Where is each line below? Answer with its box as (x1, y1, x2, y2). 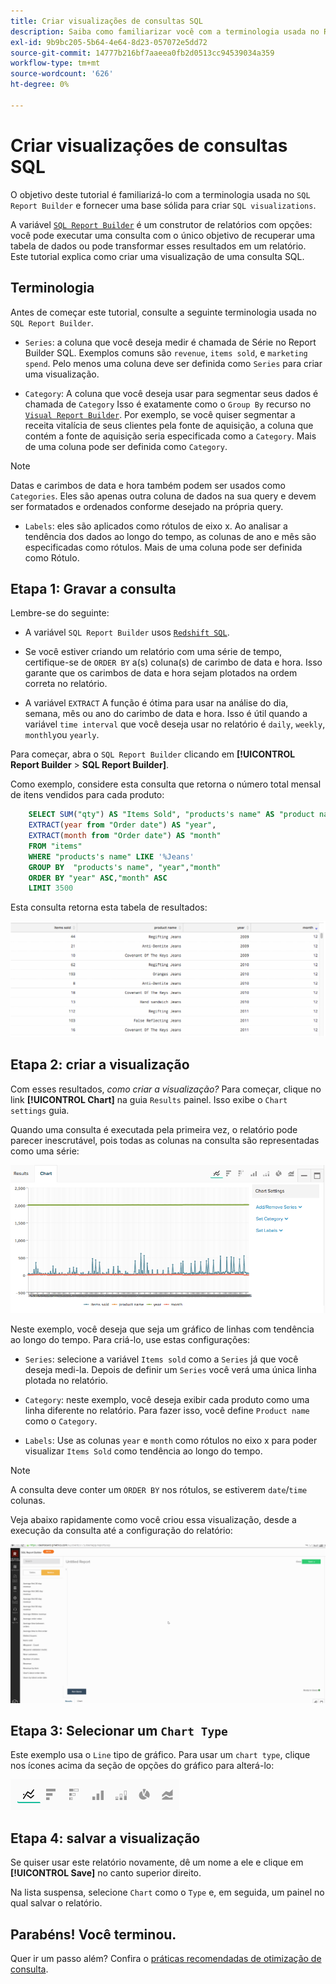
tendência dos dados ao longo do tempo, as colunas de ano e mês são (24, 530, 317, 542)
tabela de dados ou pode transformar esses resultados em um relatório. (10, 240, 307, 252)
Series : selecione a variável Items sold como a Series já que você (24, 1353, 299, 1365)
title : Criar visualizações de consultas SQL (10, 16, 203, 26)
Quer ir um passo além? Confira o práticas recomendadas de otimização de (10, 1953, 322, 1965)
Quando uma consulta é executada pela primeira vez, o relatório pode (10, 1123, 298, 1135)
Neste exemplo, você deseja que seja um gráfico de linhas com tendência (10, 1323, 315, 1335)
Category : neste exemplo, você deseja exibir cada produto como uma (24, 1393, 310, 1405)
